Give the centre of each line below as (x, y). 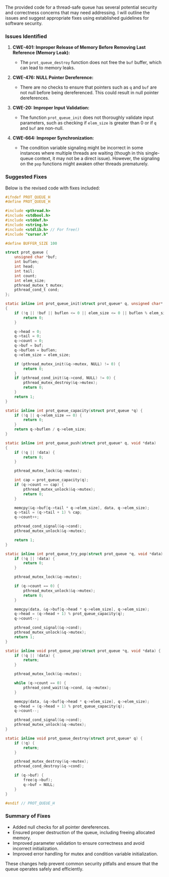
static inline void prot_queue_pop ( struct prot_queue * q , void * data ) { (83, 651)
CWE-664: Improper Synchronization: (53, 138)
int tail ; (25, 271)
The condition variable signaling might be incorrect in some (81, 148)
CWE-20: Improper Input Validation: (51, 108)
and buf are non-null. (42, 128)
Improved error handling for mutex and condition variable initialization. (85, 854)
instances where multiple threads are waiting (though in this (82, 153)
